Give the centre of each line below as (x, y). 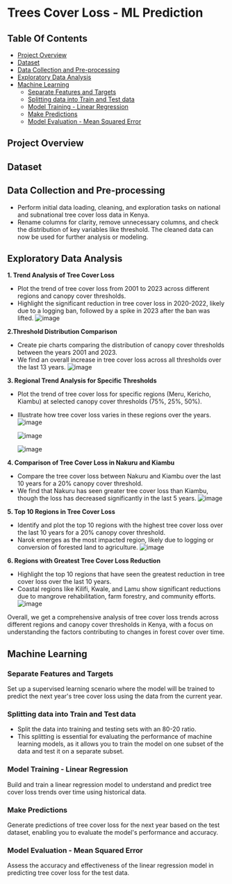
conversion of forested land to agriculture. (78, 547)
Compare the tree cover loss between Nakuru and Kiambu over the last (119, 476)
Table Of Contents (48, 39)
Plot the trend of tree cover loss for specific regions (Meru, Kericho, (114, 394)
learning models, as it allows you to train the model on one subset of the (121, 744)
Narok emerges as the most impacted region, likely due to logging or (115, 540)
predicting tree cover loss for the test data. (68, 873)
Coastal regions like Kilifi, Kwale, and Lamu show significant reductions (119, 589)
